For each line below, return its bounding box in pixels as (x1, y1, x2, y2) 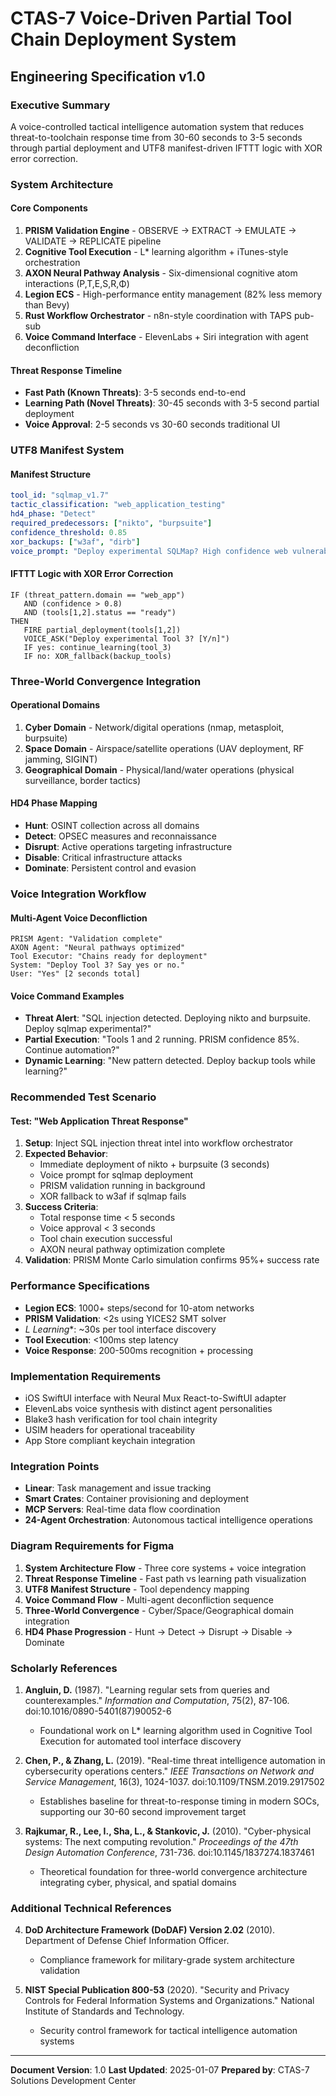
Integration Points (10, 1459, 100, 1473)
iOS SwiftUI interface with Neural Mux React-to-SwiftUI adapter (24, 1392, 287, 1404)
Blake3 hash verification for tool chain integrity (24, 1413, 218, 1426)
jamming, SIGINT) (24, 753, 98, 765)
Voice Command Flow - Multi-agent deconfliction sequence (24, 1593, 275, 1606)
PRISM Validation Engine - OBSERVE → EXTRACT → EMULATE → (24, 225, 297, 236)
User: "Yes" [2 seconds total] (10, 969, 141, 979)
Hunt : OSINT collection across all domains (24, 819, 200, 831)
